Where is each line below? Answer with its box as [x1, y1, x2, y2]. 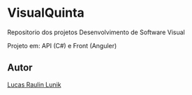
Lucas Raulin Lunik [7, 80, 61, 89]
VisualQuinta [7, 5, 85, 21]
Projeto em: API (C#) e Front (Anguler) [7, 41, 117, 50]
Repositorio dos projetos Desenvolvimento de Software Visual [7, 28, 185, 36]
